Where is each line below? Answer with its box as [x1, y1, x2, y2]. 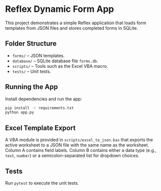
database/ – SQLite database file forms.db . [12, 58, 99, 64]
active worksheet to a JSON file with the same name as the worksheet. [5, 142, 149, 148]
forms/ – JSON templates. [12, 52, 65, 58]
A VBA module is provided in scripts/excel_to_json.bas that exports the [5, 137, 153, 143]
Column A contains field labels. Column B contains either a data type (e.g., [5, 147, 157, 153]
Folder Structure [5, 40, 57, 48]
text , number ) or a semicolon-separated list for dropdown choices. [5, 152, 140, 159]
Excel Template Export [5, 124, 76, 132]
